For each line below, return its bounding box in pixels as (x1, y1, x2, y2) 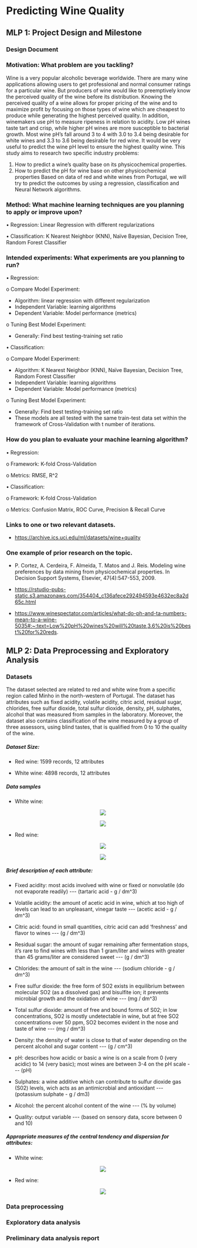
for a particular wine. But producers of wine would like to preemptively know (6, 87, 191, 94)
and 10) (14, 1120, 33, 1127)
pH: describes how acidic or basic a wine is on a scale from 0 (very (14, 1054, 178, 1061)
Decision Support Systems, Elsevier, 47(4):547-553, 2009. (14, 575, 157, 582)
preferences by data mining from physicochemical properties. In (14, 568, 170, 575)
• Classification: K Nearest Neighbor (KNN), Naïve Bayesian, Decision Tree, (6, 233, 188, 240)
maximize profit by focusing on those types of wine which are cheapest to (6, 105, 185, 112)
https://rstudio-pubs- (14, 586, 66, 593)
